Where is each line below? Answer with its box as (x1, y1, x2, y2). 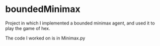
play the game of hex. (5, 25, 50, 31)
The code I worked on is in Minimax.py (5, 35, 86, 41)
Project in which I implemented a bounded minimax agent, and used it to (5, 20, 155, 26)
